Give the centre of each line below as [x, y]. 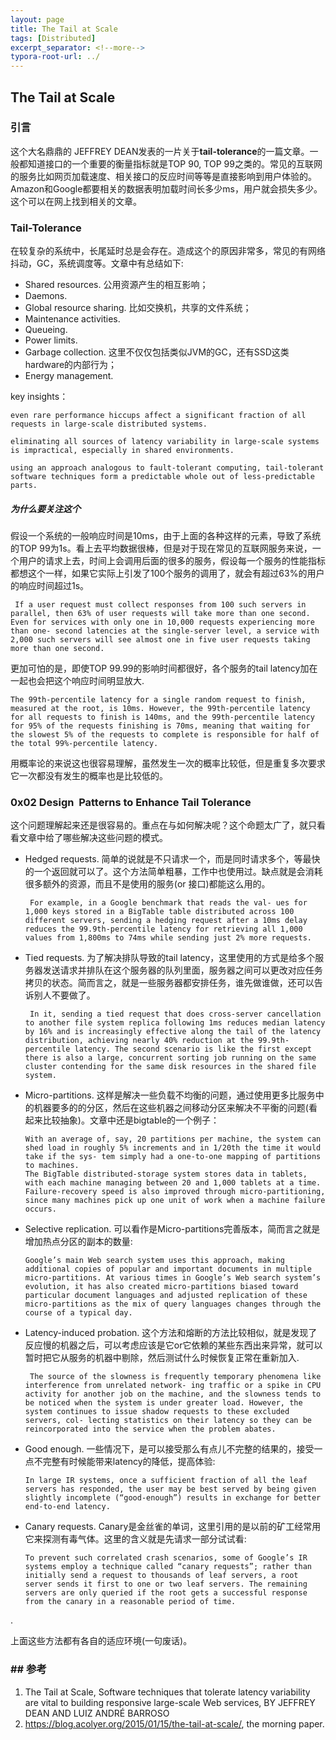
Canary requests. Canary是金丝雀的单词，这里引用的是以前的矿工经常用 [173, 1527]
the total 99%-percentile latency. [84, 744]
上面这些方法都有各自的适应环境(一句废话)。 [101, 1641]
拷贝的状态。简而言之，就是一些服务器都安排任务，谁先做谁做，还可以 [169, 983]
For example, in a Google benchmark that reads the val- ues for [168, 903]
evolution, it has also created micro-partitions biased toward [161, 1287]
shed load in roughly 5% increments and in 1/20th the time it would [173, 1148]
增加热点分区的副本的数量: [78, 1242]
